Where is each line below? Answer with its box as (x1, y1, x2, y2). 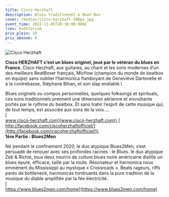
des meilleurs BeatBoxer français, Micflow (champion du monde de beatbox (5, 70, 163, 76)
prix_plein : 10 (5, 31, 37, 36)
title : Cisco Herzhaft (5, 7, 53, 13)
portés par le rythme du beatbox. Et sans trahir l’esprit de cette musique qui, (5, 101, 164, 107)
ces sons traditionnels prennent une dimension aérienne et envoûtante (5, 95, 153, 102)
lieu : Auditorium (5, 26, 42, 31)
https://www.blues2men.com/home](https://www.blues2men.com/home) (5, 186, 158, 192)
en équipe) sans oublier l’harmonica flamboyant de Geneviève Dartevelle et (5, 75, 162, 81)
